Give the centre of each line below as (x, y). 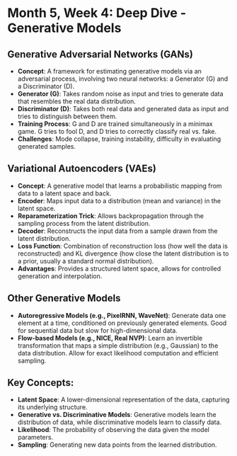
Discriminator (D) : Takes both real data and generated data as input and (123, 109)
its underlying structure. (52, 407)
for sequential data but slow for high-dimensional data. (98, 330)
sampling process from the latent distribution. (84, 223)
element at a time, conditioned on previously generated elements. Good (122, 323)
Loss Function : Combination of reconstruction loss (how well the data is (123, 246)
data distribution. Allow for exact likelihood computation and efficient (118, 353)
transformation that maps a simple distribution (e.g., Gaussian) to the (118, 346)
